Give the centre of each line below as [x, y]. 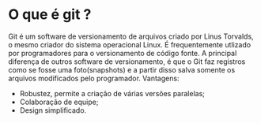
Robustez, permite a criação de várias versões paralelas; [112, 93]
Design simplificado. [53, 110]
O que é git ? [50, 15]
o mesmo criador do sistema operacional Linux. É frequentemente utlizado [130, 44]
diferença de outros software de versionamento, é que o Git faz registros [127, 61]
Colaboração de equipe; [59, 102]
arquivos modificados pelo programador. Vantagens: [94, 78]
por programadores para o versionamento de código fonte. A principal [123, 53]
